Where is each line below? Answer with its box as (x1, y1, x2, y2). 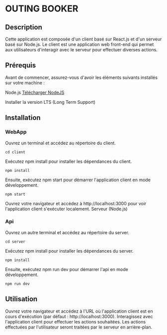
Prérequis (5, 61, 36, 70)
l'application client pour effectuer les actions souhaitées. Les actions (5, 319, 146, 325)
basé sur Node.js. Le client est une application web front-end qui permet (5, 41, 154, 47)
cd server (5, 239, 26, 244)
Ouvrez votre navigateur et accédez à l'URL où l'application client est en (5, 308, 153, 314)
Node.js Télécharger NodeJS (5, 89, 65, 95)
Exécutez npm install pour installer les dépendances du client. (5, 158, 132, 164)
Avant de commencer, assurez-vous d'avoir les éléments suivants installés (5, 74, 158, 80)
